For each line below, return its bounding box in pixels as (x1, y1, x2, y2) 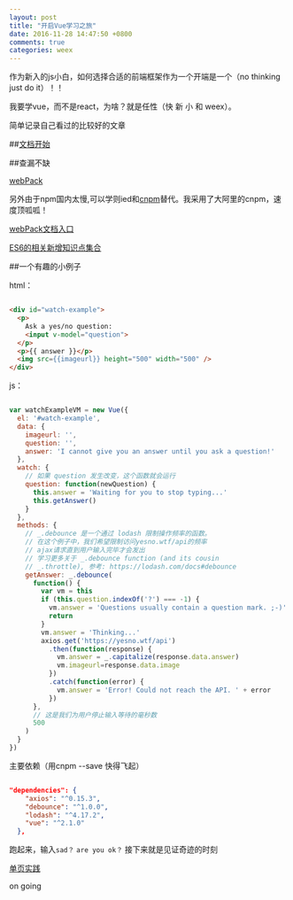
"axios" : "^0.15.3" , (25, 794, 101, 803)
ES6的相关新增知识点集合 (9, 243, 102, 253)
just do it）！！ (9, 82, 65, 93)
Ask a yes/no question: (25, 322, 113, 330)
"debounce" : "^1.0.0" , (25, 803, 109, 811)
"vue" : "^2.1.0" (25, 819, 86, 828)
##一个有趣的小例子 (9, 261, 81, 272)
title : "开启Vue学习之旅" (9, 21, 97, 30)
